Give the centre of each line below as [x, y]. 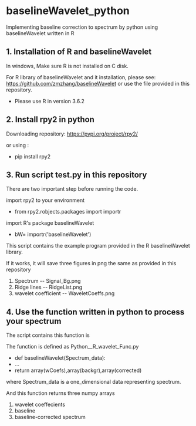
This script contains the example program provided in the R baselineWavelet [98, 246]
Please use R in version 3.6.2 [50, 101]
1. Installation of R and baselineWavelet [79, 52]
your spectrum [34, 321]
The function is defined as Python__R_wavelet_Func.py [72, 347]
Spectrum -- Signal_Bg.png [48, 281]
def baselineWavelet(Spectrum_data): [60, 358]
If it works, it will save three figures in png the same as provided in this [91, 263]
